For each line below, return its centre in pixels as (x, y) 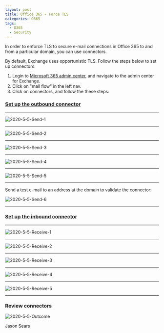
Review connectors (29, 306)
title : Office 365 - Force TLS (37, 14)
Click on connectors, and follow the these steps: (61, 91)
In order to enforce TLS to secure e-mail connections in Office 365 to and (79, 46)
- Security (20, 32)
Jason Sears (18, 326)
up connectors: (20, 66)
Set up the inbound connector (41, 217)
